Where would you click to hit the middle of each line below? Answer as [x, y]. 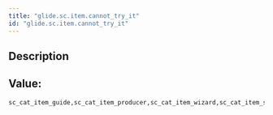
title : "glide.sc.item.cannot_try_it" [74, 16]
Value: [25, 84]
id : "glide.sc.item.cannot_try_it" [69, 23]
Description [39, 56]
